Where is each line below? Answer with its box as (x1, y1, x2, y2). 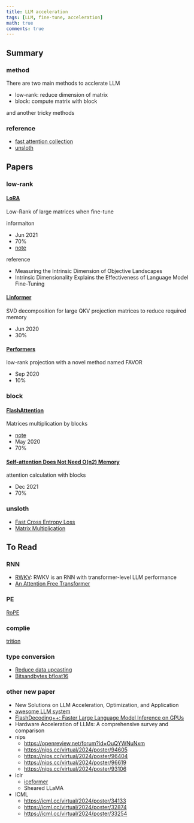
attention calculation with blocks (6, 471, 86, 479)
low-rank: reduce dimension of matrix (14, 91, 108, 98)
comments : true (6, 25, 44, 32)
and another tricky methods (6, 109, 75, 116)
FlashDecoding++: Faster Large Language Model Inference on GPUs (14, 714, 184, 721)
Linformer (6, 294, 32, 301)
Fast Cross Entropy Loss (14, 518, 75, 525)
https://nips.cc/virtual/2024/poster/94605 (23, 746, 128, 753)
